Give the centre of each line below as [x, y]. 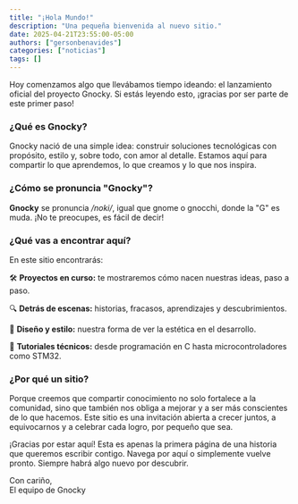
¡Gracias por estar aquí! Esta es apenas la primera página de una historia [143, 444]
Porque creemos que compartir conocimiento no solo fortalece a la [133, 399]
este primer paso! [42, 103]
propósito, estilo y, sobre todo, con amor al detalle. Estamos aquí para [138, 155]
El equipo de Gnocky [48, 490]
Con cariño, [31, 481]
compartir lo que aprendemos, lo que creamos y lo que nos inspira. [133, 165]
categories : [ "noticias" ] [57, 51]
